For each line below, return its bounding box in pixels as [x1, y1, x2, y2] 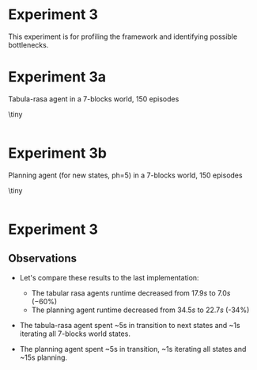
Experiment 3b [8, 144, 107, 162]
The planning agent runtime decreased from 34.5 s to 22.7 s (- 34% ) [31, 305, 250, 315]
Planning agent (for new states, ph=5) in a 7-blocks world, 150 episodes [8, 170, 243, 180]
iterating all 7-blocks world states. [19, 329, 130, 338]
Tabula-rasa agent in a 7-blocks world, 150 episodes [8, 93, 180, 104]
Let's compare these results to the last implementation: [19, 273, 199, 282]
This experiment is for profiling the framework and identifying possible [8, 32, 238, 41]
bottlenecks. [8, 40, 49, 49]
